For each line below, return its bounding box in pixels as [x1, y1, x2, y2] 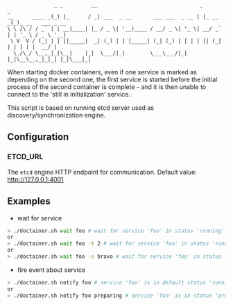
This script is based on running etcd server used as [7, 104, 155, 112]
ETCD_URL [7, 152, 44, 161]
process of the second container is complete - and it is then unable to [7, 83, 207, 91]
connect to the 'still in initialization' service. [7, 90, 130, 98]
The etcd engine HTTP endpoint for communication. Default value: [7, 168, 198, 176]
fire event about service [17, 266, 86, 274]
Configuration [7, 131, 69, 143]
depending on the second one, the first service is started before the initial [7, 75, 218, 83]
